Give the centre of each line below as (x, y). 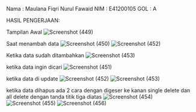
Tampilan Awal (24, 32)
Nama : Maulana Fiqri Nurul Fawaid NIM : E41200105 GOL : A (81, 9)
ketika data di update (32, 79)
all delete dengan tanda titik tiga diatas (54, 97)
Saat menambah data (32, 44)
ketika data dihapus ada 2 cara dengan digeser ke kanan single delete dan (98, 90)
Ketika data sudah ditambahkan (45, 55)
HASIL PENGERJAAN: (33, 20)
